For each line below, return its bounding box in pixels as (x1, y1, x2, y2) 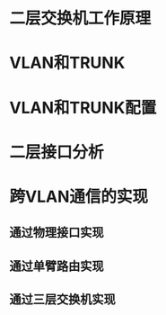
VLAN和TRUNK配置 (9, 97, 157, 118)
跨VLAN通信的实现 (9, 186, 148, 207)
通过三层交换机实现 (9, 292, 116, 307)
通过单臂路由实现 (9, 258, 104, 274)
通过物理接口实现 (9, 225, 104, 240)
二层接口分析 (9, 141, 105, 162)
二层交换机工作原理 (9, 8, 152, 29)
